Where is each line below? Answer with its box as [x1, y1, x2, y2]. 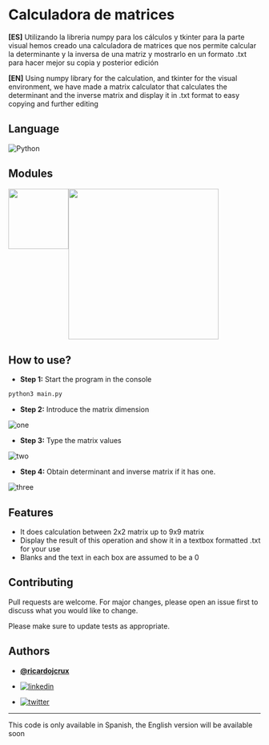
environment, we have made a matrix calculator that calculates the [8, 82, 228, 92]
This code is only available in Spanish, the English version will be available [8, 720, 253, 730]
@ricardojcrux [19, 666, 70, 675]
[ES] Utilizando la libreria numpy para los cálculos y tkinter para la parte [8, 32, 245, 42]
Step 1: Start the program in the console [19, 375, 152, 385]
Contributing [8, 576, 74, 589]
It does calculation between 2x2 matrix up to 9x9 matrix [19, 527, 204, 537]
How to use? [8, 353, 72, 367]
